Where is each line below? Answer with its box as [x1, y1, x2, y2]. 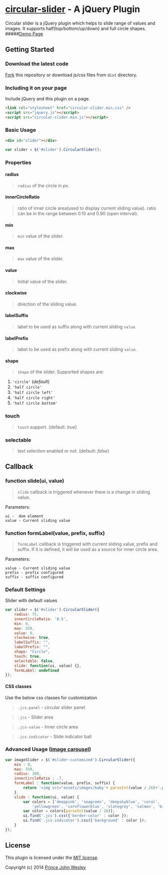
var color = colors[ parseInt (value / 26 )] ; [23, 809, 115, 814]
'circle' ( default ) [12, 379, 50, 385]
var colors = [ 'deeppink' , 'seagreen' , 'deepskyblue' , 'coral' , [23, 799, 160, 804]
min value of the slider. [17, 233, 64, 239]
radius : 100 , [14, 771, 41, 776]
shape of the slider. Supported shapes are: [17, 369, 104, 375]
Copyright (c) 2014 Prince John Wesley [5, 864, 86, 870]
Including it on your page [5, 84, 67, 91]
